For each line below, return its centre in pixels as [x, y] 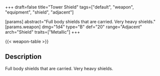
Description [23, 57]
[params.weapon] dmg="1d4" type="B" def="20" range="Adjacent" [74, 27]
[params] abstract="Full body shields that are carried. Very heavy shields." [80, 22]
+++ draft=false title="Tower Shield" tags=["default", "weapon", [69, 7]
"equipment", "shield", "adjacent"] [39, 12]
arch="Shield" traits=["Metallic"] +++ [43, 32]
